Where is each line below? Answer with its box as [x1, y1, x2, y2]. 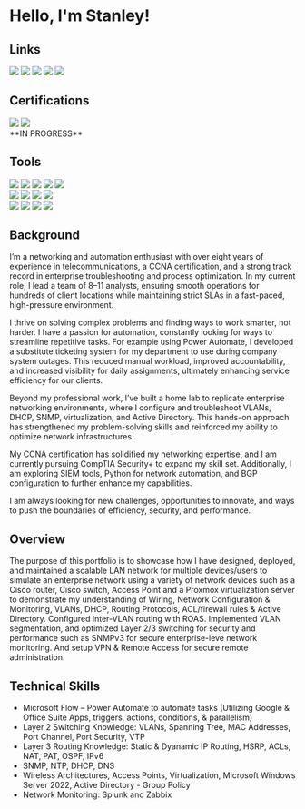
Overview [9, 531, 66, 547]
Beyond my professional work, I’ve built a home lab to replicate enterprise [9, 392, 285, 404]
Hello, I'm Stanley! [9, 5, 151, 26]
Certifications [9, 93, 90, 109]
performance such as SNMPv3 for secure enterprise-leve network [9, 633, 258, 644]
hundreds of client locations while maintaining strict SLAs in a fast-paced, [9, 290, 286, 301]
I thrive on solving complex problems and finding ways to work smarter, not [9, 317, 291, 328]
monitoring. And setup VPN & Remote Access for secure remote [9, 642, 249, 654]
